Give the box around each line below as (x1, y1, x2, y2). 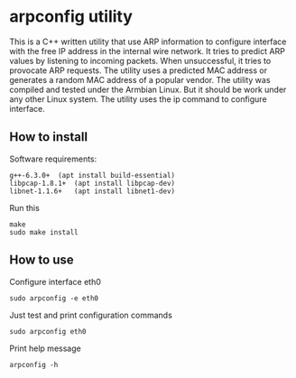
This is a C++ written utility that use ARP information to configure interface (9, 36, 287, 47)
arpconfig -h (9, 360, 59, 369)
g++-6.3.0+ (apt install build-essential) (9, 171, 176, 180)
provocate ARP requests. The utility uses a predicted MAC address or (9, 65, 268, 76)
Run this (9, 202, 41, 213)
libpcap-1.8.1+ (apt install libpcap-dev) (9, 179, 176, 188)
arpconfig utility (9, 6, 134, 27)
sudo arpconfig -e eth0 (9, 293, 99, 303)
